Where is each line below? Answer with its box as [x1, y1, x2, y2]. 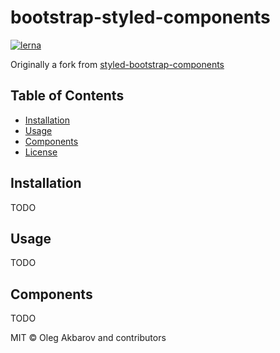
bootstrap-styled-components [10, 6, 271, 29]
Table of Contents [10, 87, 125, 105]
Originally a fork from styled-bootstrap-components [10, 58, 225, 70]
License [24, 146, 58, 158]
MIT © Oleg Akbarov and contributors [10, 332, 167, 344]
